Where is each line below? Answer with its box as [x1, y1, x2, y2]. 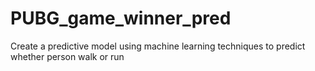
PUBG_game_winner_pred [10, 7, 232, 30]
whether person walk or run [10, 50, 125, 62]
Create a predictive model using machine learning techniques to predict [10, 40, 306, 52]
